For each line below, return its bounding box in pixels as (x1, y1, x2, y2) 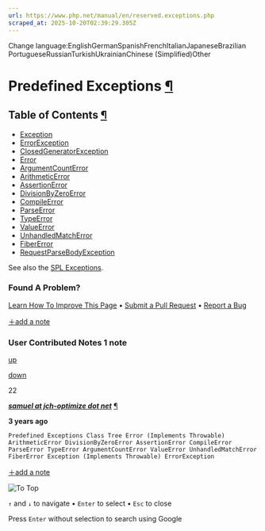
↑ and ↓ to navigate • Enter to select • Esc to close (8, 499, 172, 508)
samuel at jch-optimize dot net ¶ (8, 401, 118, 411)
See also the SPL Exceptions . (8, 262, 104, 272)
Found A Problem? (8, 282, 81, 293)
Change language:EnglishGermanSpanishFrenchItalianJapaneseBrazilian (8, 40, 247, 50)
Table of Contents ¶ (8, 109, 107, 122)
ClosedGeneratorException (19, 146, 109, 155)
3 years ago (8, 417, 48, 426)
